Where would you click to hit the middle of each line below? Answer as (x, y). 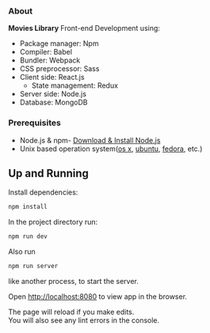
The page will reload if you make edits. (71, 312)
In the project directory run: (53, 222)
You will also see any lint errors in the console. (84, 320)
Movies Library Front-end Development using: (84, 28)
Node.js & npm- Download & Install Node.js (90, 140)
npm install (28, 207)
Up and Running (49, 173)
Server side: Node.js (53, 94)
